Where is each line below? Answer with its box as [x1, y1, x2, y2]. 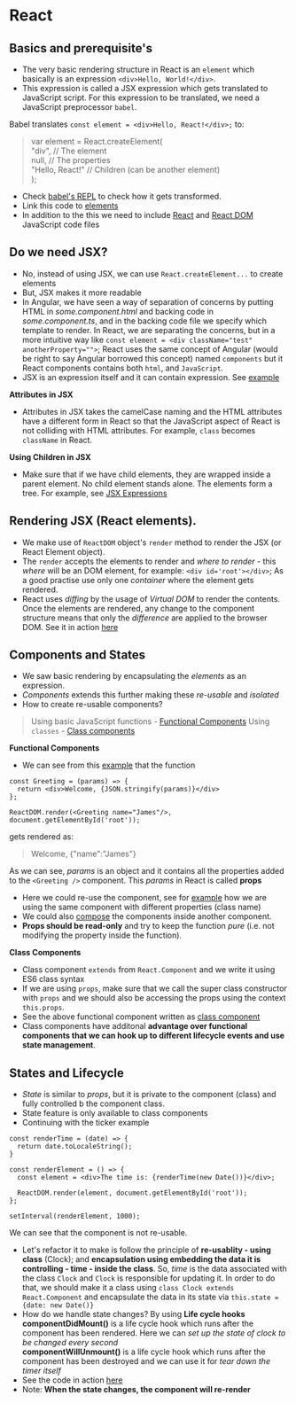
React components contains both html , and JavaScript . [21, 362, 224, 373]
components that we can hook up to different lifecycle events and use [21, 1030, 285, 1041]
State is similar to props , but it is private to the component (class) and [21, 1089, 277, 1100]
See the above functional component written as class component [21, 1011, 261, 1022]
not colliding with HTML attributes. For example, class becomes [21, 425, 256, 435]
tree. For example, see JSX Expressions [21, 487, 167, 498]
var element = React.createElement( [30, 136, 163, 146]
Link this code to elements [21, 200, 119, 211]
